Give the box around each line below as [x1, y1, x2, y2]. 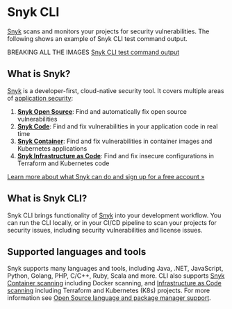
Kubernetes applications [17, 144, 88, 153]
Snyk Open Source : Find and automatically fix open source [17, 107, 188, 115]
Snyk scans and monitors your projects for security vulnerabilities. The [7, 27, 210, 35]
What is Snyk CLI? [7, 192, 88, 205]
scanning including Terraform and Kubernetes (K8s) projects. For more [7, 286, 210, 295]
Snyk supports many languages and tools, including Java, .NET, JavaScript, [7, 265, 224, 273]
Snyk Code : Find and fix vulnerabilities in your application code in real [17, 122, 218, 131]
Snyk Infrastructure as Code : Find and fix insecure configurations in [17, 151, 214, 160]
